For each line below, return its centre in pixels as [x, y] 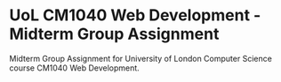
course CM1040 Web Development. [74, 68]
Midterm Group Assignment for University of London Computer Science [141, 58]
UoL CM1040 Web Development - [135, 15]
